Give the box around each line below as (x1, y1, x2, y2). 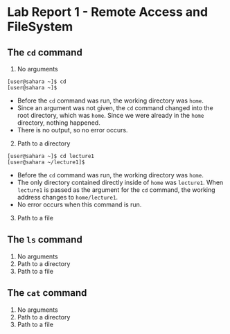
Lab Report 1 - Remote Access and (7, 4, 209, 20)
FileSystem (7, 19, 73, 35)
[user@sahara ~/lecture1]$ (7, 159, 85, 166)
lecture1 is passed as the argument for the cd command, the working (17, 186, 216, 194)
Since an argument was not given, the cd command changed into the (17, 104, 213, 112)
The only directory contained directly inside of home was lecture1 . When (17, 178, 224, 186)
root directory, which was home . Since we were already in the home (17, 112, 204, 119)
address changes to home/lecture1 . (17, 193, 118, 201)
